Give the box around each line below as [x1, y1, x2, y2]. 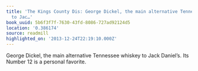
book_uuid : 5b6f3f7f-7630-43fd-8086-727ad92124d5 [6, 19, 131, 25]
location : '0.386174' [6, 25, 60, 31]
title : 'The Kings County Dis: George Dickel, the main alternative [6, 8, 178, 15]
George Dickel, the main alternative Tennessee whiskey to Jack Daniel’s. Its [6, 52, 189, 59]
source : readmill [6, 31, 49, 36]
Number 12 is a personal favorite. [6, 58, 87, 65]
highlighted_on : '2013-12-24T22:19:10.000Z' [6, 36, 117, 42]
